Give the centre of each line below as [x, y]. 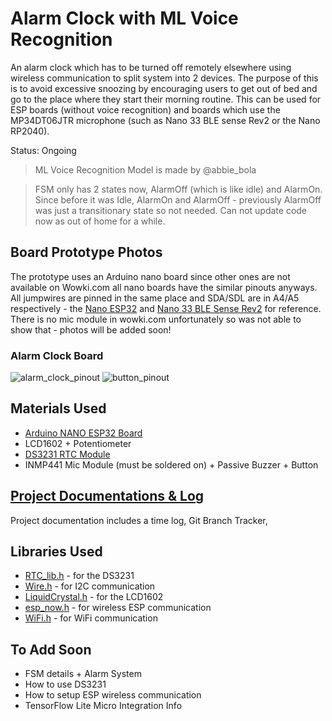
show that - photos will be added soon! [91, 329]
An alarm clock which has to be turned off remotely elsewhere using [151, 67]
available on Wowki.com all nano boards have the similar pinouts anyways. [164, 287]
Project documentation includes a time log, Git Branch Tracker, [139, 520]
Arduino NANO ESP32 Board [83, 433]
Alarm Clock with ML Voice [124, 18]
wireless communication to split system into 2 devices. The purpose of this [164, 78]
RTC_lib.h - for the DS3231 [79, 576]
